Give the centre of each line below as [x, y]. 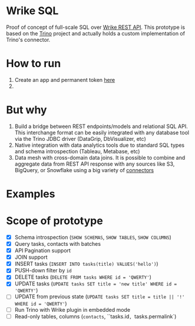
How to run [34, 64]
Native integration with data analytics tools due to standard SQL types [99, 145]
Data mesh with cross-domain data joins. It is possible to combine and [100, 157]
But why [27, 110]
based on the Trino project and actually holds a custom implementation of [96, 33]
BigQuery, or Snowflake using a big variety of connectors [84, 170]
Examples [31, 194]
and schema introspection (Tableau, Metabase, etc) [77, 151]
